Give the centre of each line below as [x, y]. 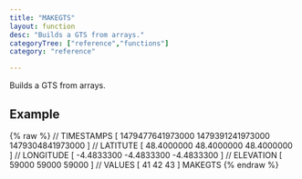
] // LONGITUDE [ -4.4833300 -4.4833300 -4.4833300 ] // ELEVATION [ [146, 154]
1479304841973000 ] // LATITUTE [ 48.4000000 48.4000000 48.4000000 [151, 145]
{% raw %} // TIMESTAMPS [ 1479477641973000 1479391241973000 [140, 135]
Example [35, 114]
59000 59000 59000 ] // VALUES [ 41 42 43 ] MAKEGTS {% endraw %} [145, 164]
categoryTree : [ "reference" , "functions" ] [89, 43]
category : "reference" [52, 52]
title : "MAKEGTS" [42, 18]
